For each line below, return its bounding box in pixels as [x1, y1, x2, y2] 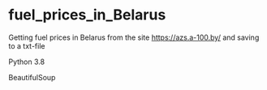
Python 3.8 [8, 57, 45, 66]
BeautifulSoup [8, 72, 56, 82]
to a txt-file [8, 41, 45, 50]
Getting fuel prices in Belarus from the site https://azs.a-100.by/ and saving [8, 32, 260, 42]
